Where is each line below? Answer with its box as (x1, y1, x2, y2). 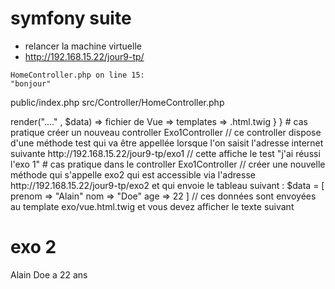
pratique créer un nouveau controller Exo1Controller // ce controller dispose (10, 126, 322, 138)
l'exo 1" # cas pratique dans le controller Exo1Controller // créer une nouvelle (10, 158, 326, 170)
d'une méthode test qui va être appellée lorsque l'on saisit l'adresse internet (10, 137, 324, 149)
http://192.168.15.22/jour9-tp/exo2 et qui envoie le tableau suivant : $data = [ (10, 179, 325, 191)
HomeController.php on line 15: (10, 70, 145, 80)
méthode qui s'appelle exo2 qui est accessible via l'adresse (10, 168, 256, 181)
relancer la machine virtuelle (24, 40, 142, 52)
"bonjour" (10, 78, 52, 89)
